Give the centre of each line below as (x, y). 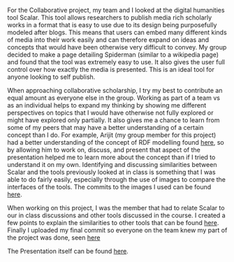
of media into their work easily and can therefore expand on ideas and (108, 40)
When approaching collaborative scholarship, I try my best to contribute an (115, 90)
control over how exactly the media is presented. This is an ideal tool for (111, 70)
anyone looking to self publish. (51, 77)
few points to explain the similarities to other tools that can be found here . (113, 223)
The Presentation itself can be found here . (68, 251)
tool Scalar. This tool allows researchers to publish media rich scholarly (110, 17)
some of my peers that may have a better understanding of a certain (105, 128)
